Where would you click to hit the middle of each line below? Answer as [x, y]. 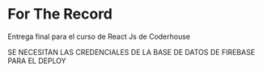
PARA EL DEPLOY [37, 61]
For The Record [60, 14]
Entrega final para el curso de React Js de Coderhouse [99, 36]
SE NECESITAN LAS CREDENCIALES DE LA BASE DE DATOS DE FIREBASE [131, 52]
